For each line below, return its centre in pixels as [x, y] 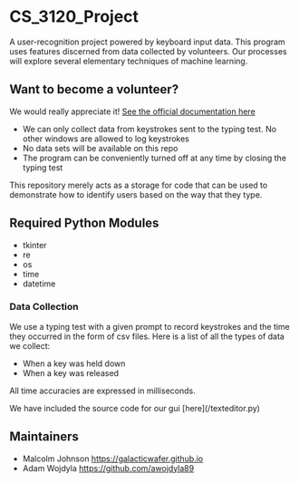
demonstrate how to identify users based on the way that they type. [136, 194]
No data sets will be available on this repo [100, 148]
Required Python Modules [84, 223]
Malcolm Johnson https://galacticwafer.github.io [113, 459]
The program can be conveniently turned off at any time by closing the [154, 158]
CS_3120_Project [74, 17]
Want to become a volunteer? [94, 89]
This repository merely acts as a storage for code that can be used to [139, 185]
